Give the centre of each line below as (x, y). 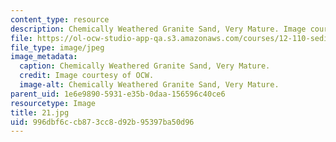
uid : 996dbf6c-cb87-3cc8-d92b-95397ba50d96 (102, 122)
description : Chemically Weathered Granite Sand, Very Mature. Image (158, 29)
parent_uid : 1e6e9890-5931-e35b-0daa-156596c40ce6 (118, 94)
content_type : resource (60, 19)
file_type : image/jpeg (57, 47)
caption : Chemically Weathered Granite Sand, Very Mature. (145, 66)
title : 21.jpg (40, 112)
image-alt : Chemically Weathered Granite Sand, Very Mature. (149, 85)
